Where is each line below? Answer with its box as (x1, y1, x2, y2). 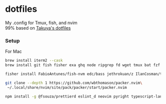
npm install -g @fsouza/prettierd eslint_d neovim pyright (5, 94, 129, 99)
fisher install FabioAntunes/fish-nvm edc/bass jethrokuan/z (5, 71, 134, 76)
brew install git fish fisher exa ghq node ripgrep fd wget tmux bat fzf (5, 63, 161, 68)
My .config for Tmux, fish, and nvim (5, 20, 78, 26)
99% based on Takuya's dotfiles (5, 25, 71, 31)
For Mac (5, 48, 22, 55)
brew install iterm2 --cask (5, 58, 63, 63)
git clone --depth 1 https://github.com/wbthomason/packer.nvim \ (5, 80, 142, 85)
